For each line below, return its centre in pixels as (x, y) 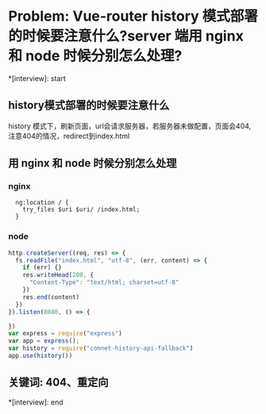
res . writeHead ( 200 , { (58, 275)
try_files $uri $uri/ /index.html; (81, 210)
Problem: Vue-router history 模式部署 (133, 16)
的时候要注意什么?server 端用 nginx (126, 36)
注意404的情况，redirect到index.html (69, 136)
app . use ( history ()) (40, 356)
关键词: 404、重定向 (58, 383)
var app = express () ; (44, 341)
